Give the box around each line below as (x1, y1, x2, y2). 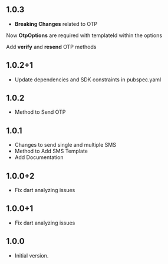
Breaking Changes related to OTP (14, 20, 98, 27)
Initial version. (14, 252, 49, 259)
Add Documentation (14, 154, 64, 161)
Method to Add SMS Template (14, 147, 88, 155)
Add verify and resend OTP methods (6, 43, 97, 50)
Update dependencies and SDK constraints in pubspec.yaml (14, 76, 162, 83)
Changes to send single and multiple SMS (14, 141, 117, 148)
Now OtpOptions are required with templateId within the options (6, 32, 163, 39)
